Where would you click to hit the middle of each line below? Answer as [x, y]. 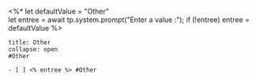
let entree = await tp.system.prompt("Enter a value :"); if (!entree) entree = [129, 20]
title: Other [30, 42]
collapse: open [33, 50]
